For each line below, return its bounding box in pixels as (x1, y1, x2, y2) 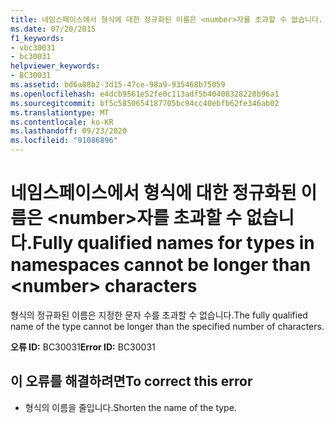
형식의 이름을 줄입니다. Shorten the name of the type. (24, 401, 237, 413)
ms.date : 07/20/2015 (10, 24, 97, 34)
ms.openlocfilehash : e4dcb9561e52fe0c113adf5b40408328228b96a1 (10, 89, 280, 99)
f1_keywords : (10, 33, 65, 43)
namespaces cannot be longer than (10, 254, 312, 276)
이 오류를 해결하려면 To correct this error (10, 373, 253, 390)
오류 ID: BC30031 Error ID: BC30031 (10, 341, 156, 353)
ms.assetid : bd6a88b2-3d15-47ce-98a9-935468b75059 (10, 80, 226, 90)
